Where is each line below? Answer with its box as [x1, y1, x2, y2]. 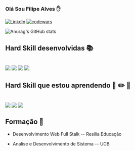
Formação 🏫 [5, 118, 44, 126]
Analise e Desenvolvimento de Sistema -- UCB [12, 140, 110, 146]
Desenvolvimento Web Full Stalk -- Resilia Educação [12, 131, 122, 137]
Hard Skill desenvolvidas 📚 [5, 43, 94, 53]
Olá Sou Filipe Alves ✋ [5, 5, 61, 12]
